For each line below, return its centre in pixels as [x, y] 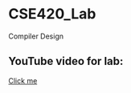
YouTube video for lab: [66, 61]
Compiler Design [36, 36]
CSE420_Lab [52, 14]
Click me [23, 80]
